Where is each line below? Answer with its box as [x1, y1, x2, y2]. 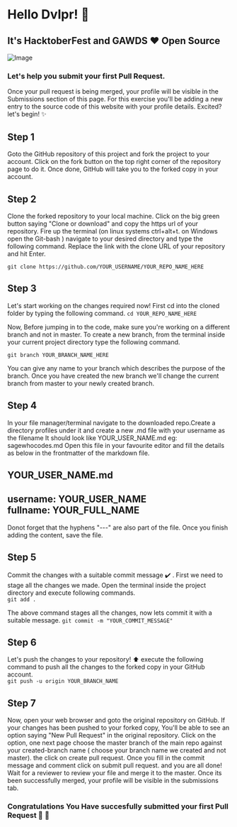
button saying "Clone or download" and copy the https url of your [7, 219, 198, 228]
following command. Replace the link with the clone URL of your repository [7, 241, 226, 251]
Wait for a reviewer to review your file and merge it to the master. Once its [7, 769, 222, 777]
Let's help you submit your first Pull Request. [7, 71, 166, 81]
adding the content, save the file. [7, 530, 104, 539]
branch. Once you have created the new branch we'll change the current [7, 371, 219, 380]
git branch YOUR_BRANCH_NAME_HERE [7, 351, 110, 358]
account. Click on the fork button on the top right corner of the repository [7, 158, 221, 166]
